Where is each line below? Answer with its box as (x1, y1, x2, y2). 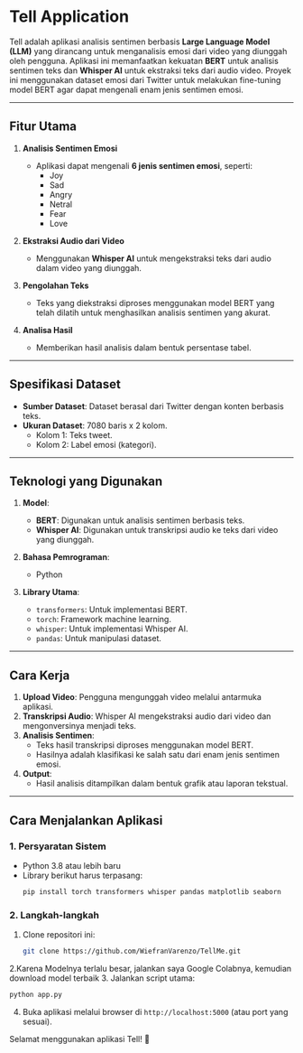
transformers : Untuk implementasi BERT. (35, 604, 188, 615)
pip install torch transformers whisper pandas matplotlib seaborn (22, 887, 281, 896)
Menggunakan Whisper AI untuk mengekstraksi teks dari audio (35, 253, 272, 264)
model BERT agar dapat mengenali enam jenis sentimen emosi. (9, 84, 243, 95)
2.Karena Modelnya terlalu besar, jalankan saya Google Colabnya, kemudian (9, 963, 292, 974)
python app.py (9, 990, 63, 999)
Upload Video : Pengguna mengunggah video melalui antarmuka (22, 692, 262, 703)
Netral (49, 199, 73, 210)
